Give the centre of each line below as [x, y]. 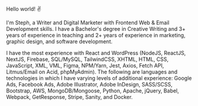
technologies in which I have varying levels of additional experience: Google [99, 78]
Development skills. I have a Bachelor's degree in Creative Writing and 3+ [96, 29]
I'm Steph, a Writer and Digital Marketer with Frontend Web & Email [88, 23]
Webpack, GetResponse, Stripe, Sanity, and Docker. [70, 97]
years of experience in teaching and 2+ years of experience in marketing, [96, 35]
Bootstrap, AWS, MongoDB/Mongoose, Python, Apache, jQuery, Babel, [93, 91]
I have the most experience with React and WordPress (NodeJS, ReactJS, [96, 53]
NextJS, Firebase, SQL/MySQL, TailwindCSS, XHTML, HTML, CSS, [87, 59]
